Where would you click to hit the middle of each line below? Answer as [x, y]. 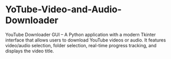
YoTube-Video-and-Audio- [63, 9]
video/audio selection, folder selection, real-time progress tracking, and [81, 45]
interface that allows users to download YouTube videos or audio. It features [86, 40]
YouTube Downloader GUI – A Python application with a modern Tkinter [81, 34]
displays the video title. [30, 51]
